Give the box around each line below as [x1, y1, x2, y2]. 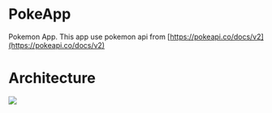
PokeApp [8, 5, 71, 24]
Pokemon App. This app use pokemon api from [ [8, 32, 171, 41]
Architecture [8, 69, 96, 88]
